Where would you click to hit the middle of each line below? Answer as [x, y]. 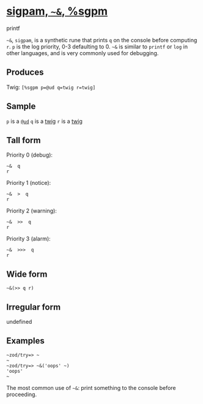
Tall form [24, 140]
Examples [25, 341]
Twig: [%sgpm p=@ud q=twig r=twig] [51, 87]
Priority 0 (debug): [30, 155]
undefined [19, 322]
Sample [21, 106]
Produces [25, 73]
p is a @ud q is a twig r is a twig [44, 121]
